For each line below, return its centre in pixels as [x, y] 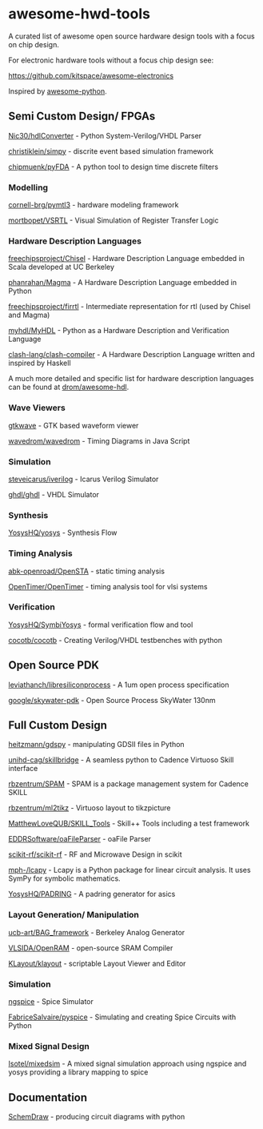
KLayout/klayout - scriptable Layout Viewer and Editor [97, 963]
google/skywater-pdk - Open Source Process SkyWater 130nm [112, 700]
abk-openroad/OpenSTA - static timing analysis [87, 571]
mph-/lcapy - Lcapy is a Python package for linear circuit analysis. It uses [130, 870]
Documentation [48, 1097]
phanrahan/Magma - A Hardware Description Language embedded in [123, 283]
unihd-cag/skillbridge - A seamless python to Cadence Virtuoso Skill [121, 760]
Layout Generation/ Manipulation [74, 915]
